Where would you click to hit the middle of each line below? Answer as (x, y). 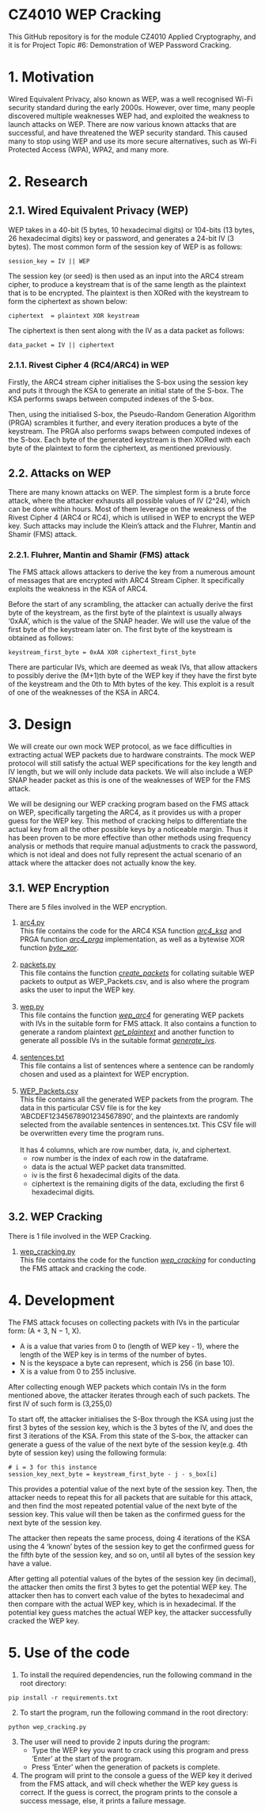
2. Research (48, 182)
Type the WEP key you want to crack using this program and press (140, 1750)
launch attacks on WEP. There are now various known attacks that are (123, 124)
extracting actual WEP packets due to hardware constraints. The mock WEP (132, 755)
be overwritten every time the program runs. (92, 1133)
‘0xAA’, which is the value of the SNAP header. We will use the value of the (130, 621)
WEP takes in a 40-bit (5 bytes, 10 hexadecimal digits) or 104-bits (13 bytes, (131, 230)
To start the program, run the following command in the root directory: (134, 1712)
